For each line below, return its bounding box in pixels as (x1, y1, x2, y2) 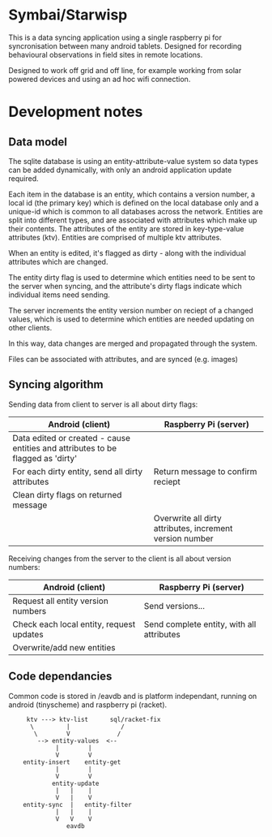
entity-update (51, 779, 100, 787)
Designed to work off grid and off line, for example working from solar (8, 65, 242, 75)
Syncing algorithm (8, 378, 104, 391)
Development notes (8, 103, 143, 121)
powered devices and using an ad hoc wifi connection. (8, 74, 191, 84)
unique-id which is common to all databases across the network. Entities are (8, 206, 263, 216)
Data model (8, 135, 67, 149)
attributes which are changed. (8, 257, 108, 266)
